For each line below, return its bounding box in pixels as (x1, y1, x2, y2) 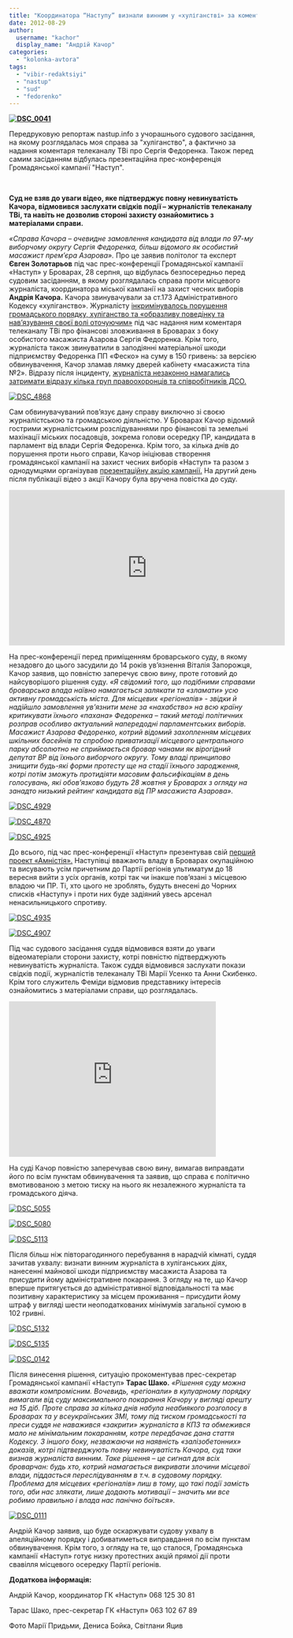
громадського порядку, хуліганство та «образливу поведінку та (9, 310, 225, 319)
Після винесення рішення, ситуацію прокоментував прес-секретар (9, 1369, 237, 1379)
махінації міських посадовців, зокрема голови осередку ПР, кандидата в (9, 432, 256, 442)
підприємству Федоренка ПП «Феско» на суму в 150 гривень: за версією (9, 351, 257, 361)
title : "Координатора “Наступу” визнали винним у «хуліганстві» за (9, 11, 236, 20)
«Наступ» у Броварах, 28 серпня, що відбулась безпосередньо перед (9, 268, 246, 277)
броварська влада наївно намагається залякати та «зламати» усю (9, 686, 239, 695)
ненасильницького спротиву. (9, 898, 107, 907)
